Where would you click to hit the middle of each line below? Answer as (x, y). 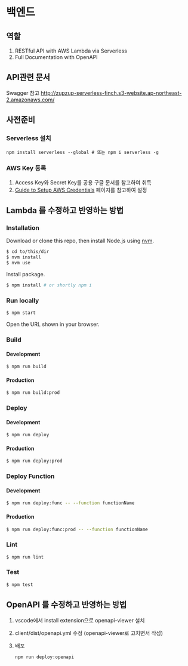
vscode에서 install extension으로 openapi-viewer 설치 (80, 620)
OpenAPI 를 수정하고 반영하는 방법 (67, 605)
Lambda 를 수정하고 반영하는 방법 (65, 210)
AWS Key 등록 (26, 168)
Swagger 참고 (23, 92)
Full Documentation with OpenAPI (56, 57)
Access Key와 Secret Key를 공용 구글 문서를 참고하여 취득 (83, 182)
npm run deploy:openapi (44, 657)
